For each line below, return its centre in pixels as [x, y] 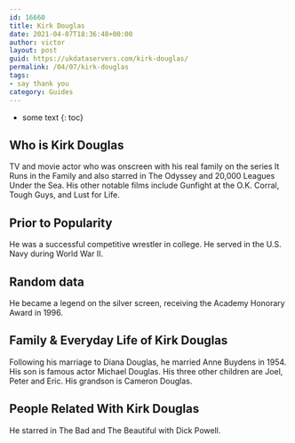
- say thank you [39, 84]
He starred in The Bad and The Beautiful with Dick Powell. [115, 430]
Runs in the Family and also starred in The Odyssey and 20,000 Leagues [142, 176]
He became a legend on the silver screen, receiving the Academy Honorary [147, 302]
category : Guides [41, 92]
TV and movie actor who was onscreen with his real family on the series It [144, 166]
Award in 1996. [36, 312]
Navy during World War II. [56, 254]
